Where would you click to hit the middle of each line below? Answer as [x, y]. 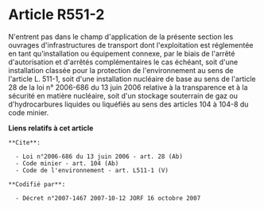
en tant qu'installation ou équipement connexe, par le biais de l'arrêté [122, 53]
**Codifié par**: [37, 184]
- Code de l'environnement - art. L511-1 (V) [92, 170]
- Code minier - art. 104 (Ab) [67, 163]
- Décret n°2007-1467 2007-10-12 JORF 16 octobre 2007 [108, 198]
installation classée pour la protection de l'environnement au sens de [121, 70]
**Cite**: [25, 142]
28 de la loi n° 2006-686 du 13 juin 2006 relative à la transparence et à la [128, 87]
